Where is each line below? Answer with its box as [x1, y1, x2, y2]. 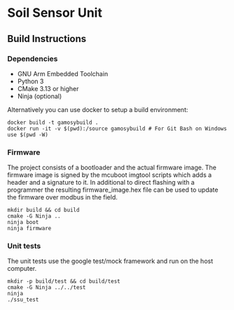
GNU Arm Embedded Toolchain [17, 69, 109, 78]
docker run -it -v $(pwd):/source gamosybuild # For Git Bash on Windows [7, 125, 228, 132]
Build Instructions [7, 33, 87, 45]
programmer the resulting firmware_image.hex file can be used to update [7, 185, 219, 194]
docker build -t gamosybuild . [7, 119, 99, 126]
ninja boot [7, 219, 39, 226]
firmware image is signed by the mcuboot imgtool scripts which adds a [7, 171, 212, 179]
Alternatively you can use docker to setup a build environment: [7, 105, 188, 113]
